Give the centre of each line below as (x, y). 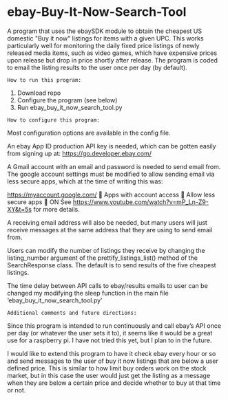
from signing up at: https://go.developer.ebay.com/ (80, 153)
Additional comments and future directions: (72, 313)
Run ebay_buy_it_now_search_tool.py (70, 107)
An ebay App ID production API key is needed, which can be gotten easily (112, 146)
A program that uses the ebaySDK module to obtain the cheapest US (104, 31)
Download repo (39, 93)
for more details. (57, 209)
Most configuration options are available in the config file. (89, 133)
